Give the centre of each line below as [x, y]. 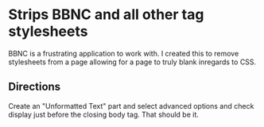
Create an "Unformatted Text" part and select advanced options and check [131, 106]
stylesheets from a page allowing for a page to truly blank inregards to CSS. [132, 62]
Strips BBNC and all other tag [106, 15]
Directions [35, 87]
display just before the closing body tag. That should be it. [103, 114]
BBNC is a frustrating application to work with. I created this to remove [124, 53]
